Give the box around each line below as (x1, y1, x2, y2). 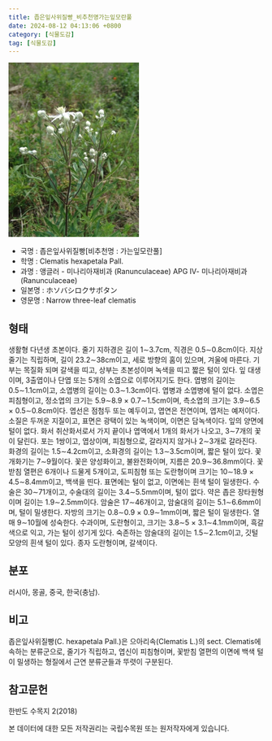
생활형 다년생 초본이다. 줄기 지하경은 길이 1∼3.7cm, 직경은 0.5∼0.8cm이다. (8, 345, 248, 355)
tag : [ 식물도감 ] (8, 39, 57, 47)
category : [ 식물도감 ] (8, 30, 75, 38)
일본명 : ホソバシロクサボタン (19, 286, 118, 295)
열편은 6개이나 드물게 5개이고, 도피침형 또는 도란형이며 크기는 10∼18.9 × (23, 467, 254, 477)
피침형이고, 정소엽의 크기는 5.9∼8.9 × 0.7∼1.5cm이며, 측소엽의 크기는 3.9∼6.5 (8, 395, 261, 406)
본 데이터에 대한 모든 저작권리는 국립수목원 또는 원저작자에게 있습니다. (8, 723, 230, 733)
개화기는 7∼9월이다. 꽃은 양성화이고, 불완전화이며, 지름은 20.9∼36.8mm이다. (8, 456, 256, 467)
